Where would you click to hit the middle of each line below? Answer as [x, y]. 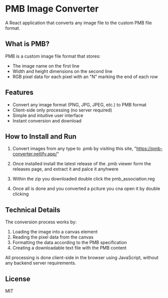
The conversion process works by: [41, 222]
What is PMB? [27, 44]
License [18, 279]
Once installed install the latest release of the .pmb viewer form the [82, 164]
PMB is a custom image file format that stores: [53, 56]
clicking [21, 194]
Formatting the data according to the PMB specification [69, 243]
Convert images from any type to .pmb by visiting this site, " [74, 149]
